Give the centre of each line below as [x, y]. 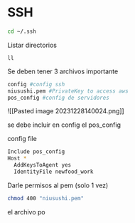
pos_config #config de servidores [59, 98]
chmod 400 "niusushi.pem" [45, 198]
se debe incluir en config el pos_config [64, 125]
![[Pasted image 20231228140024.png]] [66, 111]
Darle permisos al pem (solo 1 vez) [58, 185]
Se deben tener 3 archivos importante [63, 71]
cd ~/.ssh [22, 31]
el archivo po [26, 212]
